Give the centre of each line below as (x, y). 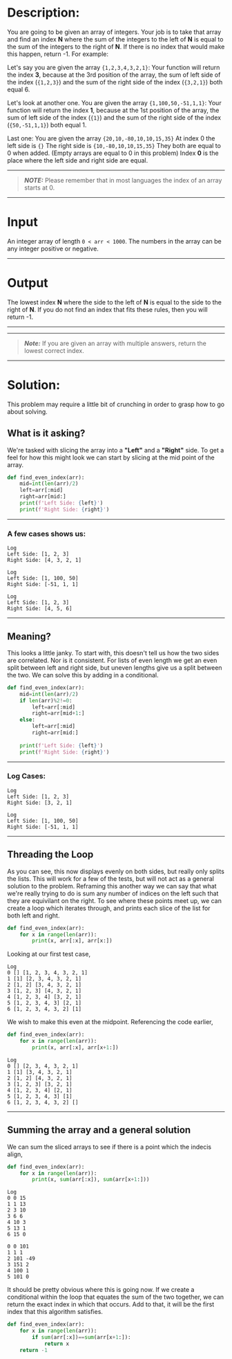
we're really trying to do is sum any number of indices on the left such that (113, 893)
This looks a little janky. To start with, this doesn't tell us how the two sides (113, 653)
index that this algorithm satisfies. (55, 1312)
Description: (43, 13)
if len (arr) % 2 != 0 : (46, 700)
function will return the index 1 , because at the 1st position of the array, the (113, 110)
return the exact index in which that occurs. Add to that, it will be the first (111, 1304)
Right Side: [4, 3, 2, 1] (44, 560)
